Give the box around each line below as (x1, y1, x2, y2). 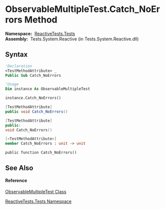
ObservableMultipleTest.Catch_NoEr (5, 3, 161, 15)
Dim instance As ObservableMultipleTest (5, 86, 91, 92)
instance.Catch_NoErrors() (5, 96, 61, 101)
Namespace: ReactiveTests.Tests (5, 30, 75, 36)
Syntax (5, 50, 28, 59)
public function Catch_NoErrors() (5, 150, 77, 155)
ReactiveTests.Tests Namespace (5, 198, 72, 204)
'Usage (5, 82, 19, 87)
